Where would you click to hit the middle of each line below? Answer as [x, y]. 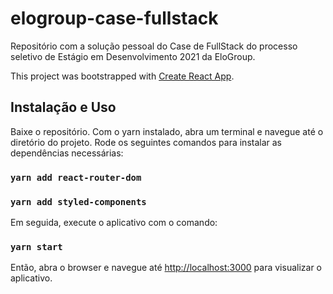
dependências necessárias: [67, 153]
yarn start [36, 246]
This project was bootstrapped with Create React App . [122, 76]
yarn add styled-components [78, 201]
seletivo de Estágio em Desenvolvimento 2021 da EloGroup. [133, 56]
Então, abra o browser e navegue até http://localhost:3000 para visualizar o [166, 268]
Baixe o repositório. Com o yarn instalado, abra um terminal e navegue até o [167, 131]
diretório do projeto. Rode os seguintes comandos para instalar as [146, 142]
